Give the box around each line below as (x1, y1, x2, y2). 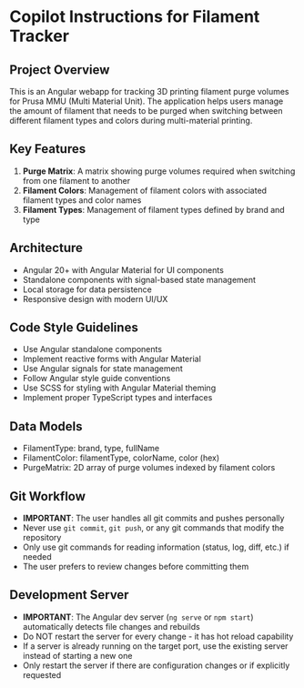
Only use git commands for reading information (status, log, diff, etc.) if (22, 541, 289, 552)
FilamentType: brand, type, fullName (22, 443, 160, 454)
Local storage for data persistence (22, 284, 152, 295)
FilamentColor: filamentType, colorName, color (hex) (22, 452, 220, 463)
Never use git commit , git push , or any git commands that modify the (22, 522, 285, 533)
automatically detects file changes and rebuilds (22, 621, 200, 632)
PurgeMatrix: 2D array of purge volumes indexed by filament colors (22, 462, 276, 473)
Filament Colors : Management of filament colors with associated (22, 185, 267, 196)
